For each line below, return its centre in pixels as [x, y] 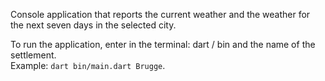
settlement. [33, 55]
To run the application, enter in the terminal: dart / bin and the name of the [163, 44]
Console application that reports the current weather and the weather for [160, 14]
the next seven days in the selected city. [93, 25]
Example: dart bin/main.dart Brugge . [88, 65]
